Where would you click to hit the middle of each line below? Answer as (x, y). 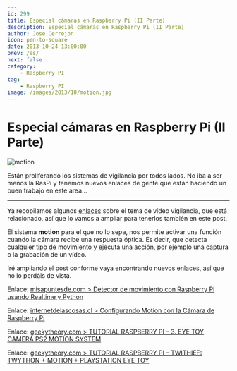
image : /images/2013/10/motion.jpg (60, 92)
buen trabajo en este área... (47, 190)
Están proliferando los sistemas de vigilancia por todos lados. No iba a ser (115, 176)
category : (22, 66)
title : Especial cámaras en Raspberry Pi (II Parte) (86, 20)
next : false (25, 60)
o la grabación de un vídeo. (47, 255)
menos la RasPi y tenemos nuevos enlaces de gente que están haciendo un (117, 183)
